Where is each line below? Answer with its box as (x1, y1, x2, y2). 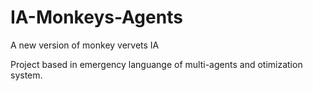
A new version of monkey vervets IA (10, 39, 160, 51)
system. (10, 69, 43, 81)
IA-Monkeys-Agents (10, 6, 183, 29)
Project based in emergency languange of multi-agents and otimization (10, 58, 303, 70)
